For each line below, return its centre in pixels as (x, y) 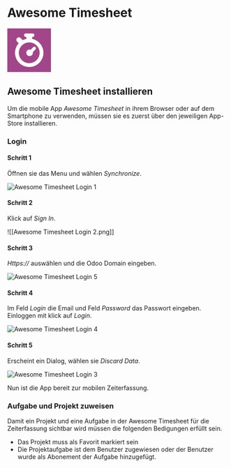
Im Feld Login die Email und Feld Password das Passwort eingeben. (104, 308)
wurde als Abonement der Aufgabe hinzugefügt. (87, 456)
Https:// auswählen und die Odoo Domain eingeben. (82, 264)
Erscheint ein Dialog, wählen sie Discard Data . (74, 361)
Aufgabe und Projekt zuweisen (60, 406)
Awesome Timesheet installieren (80, 92)
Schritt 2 (20, 203)
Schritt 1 (20, 158)
